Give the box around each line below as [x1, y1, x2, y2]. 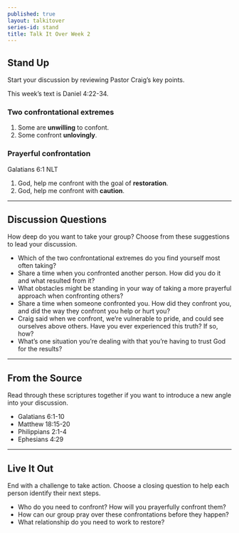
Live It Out [7, 462, 54, 475]
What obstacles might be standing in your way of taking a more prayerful [17, 284, 232, 293]
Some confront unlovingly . [17, 131, 97, 140]
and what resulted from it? [17, 276, 95, 285]
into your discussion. [7, 398, 69, 407]
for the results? [17, 345, 63, 353]
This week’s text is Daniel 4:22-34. [7, 90, 109, 98]
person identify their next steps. [7, 489, 101, 497]
